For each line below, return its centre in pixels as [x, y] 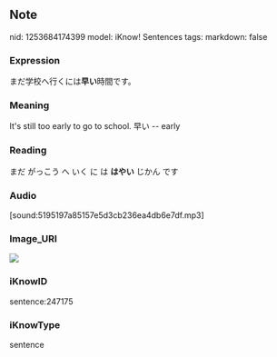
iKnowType [35, 324]
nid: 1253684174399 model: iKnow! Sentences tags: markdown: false [138, 36]
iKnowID [29, 282]
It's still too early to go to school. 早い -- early [95, 126]
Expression [35, 60]
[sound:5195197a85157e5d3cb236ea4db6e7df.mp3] [107, 215]
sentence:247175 [41, 301]
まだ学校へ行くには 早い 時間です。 [73, 82]
